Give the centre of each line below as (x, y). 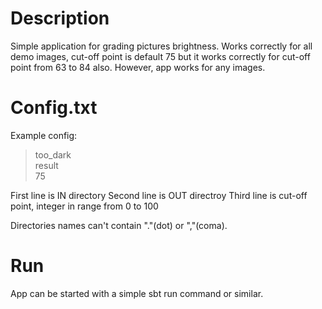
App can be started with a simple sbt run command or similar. (137, 293)
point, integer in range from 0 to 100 (84, 206)
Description (60, 18)
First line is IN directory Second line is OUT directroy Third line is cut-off (159, 195)
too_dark (53, 154)
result (46, 165)
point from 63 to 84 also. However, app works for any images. (138, 67)
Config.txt (54, 108)
